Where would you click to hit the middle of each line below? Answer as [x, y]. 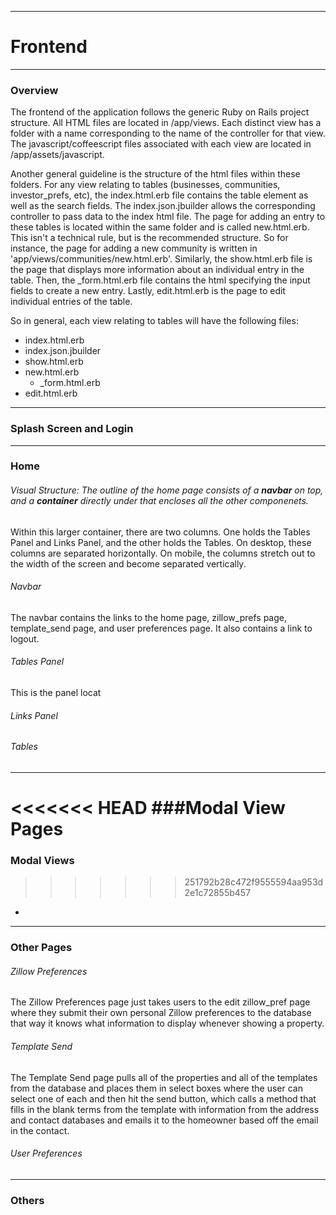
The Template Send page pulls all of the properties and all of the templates [164, 1077]
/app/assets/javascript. [57, 155]
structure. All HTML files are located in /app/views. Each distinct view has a [166, 123]
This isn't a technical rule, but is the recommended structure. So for [149, 238]
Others [27, 1200]
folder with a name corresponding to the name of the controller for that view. [168, 133]
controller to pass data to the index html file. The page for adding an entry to [168, 217]
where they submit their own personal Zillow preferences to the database [161, 1013]
